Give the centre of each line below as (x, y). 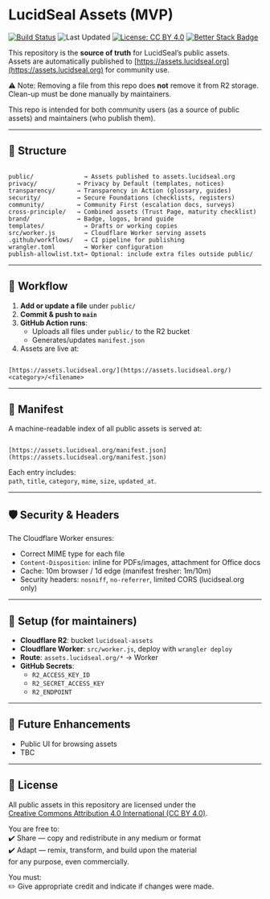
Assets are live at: (49, 348)
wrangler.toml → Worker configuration (86, 247)
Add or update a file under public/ (78, 305)
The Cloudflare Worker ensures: (61, 538)
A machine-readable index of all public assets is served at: (105, 429)
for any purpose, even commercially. (69, 861)
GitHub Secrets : (47, 666)
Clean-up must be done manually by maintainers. (90, 93)
